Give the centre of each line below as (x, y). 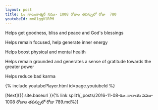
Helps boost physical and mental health (45, 52)
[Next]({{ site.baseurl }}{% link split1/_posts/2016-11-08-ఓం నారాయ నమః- (79, 95)
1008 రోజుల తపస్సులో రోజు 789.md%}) (42, 102)
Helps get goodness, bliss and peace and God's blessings (64, 33)
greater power (20, 67)
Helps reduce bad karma (30, 76)
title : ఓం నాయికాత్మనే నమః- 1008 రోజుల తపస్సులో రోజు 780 (61, 14)
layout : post (19, 10)
